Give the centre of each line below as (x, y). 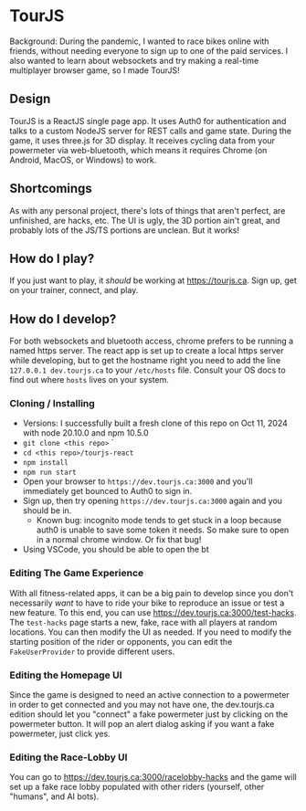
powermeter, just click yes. (60, 734)
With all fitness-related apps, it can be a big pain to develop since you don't (152, 593)
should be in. (47, 511)
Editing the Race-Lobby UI (69, 757)
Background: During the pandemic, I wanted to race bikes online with (139, 41)
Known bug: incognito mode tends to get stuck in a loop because (159, 521)
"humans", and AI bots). (54, 796)
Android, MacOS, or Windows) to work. (83, 160)
